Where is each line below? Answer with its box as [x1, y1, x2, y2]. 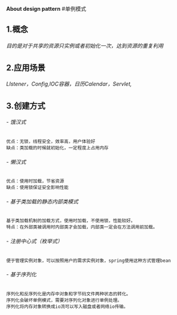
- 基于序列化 [6, 271, 37, 278]
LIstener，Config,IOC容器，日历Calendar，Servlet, [6, 80, 132, 88]
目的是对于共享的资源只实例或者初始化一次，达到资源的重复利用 [6, 42, 163, 49]
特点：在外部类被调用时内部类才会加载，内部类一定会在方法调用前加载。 [6, 224, 158, 230]
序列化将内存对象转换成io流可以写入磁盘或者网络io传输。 [6, 304, 129, 310]
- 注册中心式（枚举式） [6, 238, 63, 244]
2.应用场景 [6, 62, 46, 73]
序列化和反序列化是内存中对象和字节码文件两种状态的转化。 [6, 290, 131, 297]
